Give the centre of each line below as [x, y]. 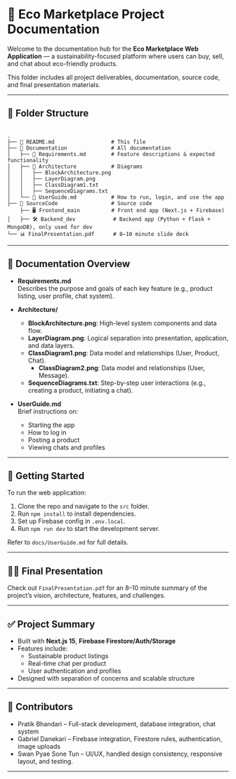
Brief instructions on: [48, 411]
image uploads [39, 746]
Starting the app [51, 425]
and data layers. [51, 345]
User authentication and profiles [74, 671]
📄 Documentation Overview [69, 264]
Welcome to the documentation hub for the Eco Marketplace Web [103, 48]
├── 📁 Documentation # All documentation [89, 148]
